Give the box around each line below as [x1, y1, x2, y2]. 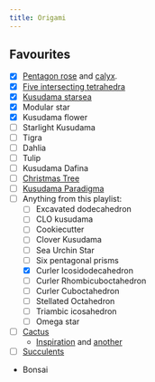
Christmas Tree [22, 173, 80, 184]
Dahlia [22, 142, 47, 153]
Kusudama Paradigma [22, 183, 105, 195]
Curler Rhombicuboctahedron [35, 275, 147, 286]
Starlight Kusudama [22, 121, 96, 132]
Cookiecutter [35, 224, 85, 235]
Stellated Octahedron [35, 295, 115, 306]
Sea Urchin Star [35, 244, 95, 255]
